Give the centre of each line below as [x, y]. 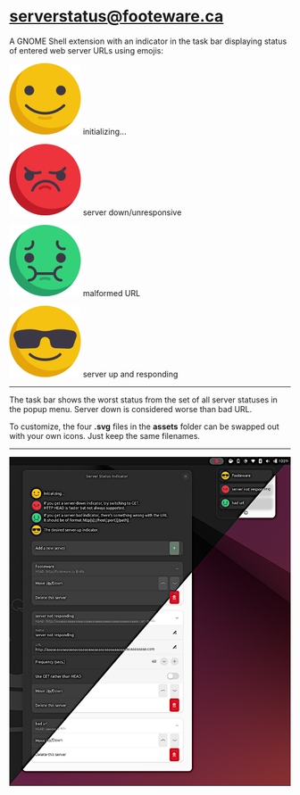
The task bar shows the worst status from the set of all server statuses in [144, 400]
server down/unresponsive [132, 212]
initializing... [104, 131]
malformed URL [112, 293]
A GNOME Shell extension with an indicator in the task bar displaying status [148, 41]
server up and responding [130, 374]
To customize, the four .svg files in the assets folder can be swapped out [144, 426]
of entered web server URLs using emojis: [86, 50]
